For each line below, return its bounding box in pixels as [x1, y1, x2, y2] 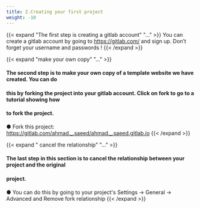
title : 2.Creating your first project [6, 8, 103, 15]
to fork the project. [6, 110, 54, 117]
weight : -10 [6, 14, 36, 20]
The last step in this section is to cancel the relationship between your [6, 155, 185, 162]
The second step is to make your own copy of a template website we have [6, 69, 194, 77]
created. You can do [6, 76, 58, 83]
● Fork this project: [6, 123, 55, 130]
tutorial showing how [6, 96, 60, 103]
